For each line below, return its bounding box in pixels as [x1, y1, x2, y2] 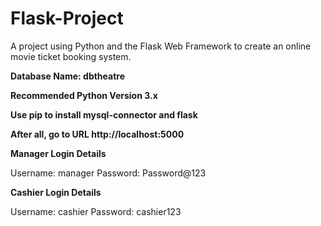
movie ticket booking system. [10, 50, 132, 62]
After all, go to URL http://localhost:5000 [10, 128, 185, 140]
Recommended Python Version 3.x [10, 89, 158, 101]
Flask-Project [10, 7, 124, 30]
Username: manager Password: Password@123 [10, 167, 207, 179]
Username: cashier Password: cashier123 [10, 205, 182, 217]
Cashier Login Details [10, 186, 102, 198]
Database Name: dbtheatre [10, 70, 126, 82]
